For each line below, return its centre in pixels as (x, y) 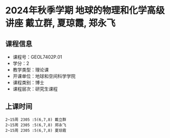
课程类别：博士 (28, 83)
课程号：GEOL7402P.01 (37, 57)
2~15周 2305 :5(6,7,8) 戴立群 (36, 120)
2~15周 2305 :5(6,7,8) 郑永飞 (36, 125)
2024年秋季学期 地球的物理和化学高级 (85, 10)
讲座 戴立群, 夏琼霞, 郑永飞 (60, 23)
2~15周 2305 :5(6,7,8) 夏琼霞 (36, 130)
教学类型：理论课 (31, 70)
